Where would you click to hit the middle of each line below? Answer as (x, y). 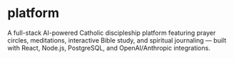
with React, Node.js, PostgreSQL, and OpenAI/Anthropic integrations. (109, 48)
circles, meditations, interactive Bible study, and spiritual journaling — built (117, 40)
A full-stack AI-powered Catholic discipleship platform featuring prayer (112, 33)
